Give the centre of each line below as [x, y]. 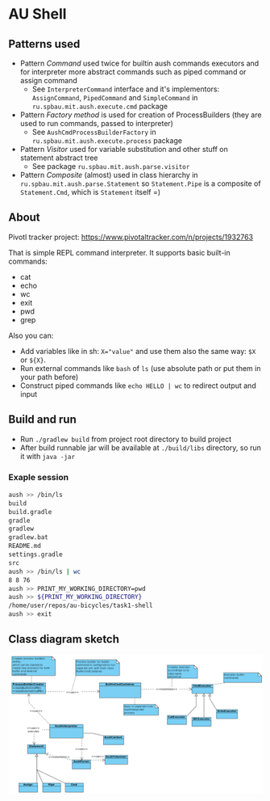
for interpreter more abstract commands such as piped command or [133, 72]
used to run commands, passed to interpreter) [96, 123]
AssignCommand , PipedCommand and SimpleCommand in [115, 97]
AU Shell [37, 14]
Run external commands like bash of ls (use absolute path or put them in [140, 368]
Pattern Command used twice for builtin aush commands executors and [139, 63]
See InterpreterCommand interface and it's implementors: [126, 89]
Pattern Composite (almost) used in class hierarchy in [109, 175]
